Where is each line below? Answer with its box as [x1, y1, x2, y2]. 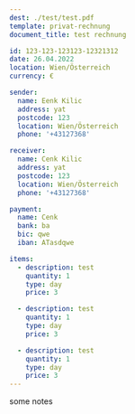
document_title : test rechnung [9, 30, 127, 39]
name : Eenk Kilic [17, 96, 83, 105]
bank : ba [17, 221, 50, 231]
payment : [9, 204, 42, 213]
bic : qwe [17, 230, 50, 240]
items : [9, 254, 34, 263]
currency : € [9, 71, 54, 81]
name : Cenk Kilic [17, 155, 83, 164]
